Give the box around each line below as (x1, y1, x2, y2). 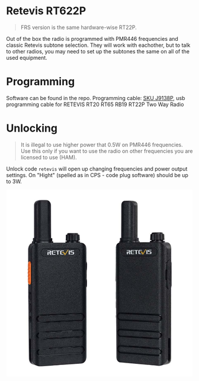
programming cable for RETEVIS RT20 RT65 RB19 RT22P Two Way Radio (6, 101, 184, 108)
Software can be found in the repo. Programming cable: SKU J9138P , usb (6, 94, 185, 101)
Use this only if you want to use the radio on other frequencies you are (20, 147, 193, 155)
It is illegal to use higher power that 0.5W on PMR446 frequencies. (20, 141, 183, 148)
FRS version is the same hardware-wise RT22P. (20, 24, 137, 31)
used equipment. (6, 54, 47, 61)
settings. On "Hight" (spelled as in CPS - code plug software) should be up (6, 171, 188, 178)
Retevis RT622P (6, 4, 86, 18)
